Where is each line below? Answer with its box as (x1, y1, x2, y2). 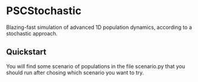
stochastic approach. (6, 29, 58, 37)
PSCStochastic (6, 4, 82, 18)
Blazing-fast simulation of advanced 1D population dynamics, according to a (6, 24, 193, 31)
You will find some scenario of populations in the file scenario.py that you (6, 63, 186, 70)
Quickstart (6, 47, 47, 57)
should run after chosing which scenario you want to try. (6, 69, 144, 76)
